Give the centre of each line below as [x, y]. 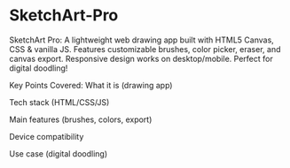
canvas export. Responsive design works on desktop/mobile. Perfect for [141, 58]
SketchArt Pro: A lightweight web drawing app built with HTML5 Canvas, [142, 40]
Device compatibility [47, 136]
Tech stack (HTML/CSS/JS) [59, 102]
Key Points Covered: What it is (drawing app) [91, 85]
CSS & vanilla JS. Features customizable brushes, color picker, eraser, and [145, 49]
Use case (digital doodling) [59, 153]
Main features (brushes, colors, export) [81, 119]
